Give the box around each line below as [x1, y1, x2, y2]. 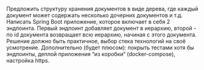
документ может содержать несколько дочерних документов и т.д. [6, 12, 183, 19]
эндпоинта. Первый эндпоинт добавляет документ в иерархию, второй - [6, 24, 197, 32]
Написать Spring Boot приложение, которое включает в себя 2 [6, 18, 171, 25]
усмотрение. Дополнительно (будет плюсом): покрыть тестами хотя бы [6, 44, 194, 51]
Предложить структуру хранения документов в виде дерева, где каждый [6, 5, 199, 12]
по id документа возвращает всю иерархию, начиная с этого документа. [6, 31, 197, 38]
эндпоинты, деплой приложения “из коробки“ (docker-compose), [6, 51, 175, 57]
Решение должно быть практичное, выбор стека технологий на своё [6, 38, 186, 44]
